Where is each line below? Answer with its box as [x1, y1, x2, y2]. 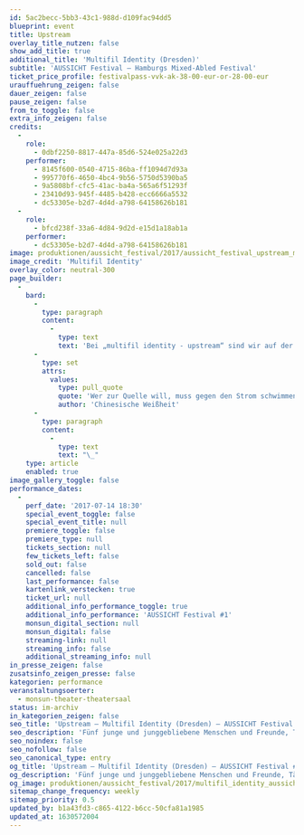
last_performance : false [25, 576, 119, 586]
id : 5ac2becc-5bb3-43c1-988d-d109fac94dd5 [9, 13, 172, 23]
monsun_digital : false [25, 627, 111, 636]
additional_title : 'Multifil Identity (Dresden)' [9, 55, 201, 64]
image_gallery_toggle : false [9, 476, 119, 485]
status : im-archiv [9, 703, 79, 712]
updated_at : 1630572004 [9, 812, 100, 821]
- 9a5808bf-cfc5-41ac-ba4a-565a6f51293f [33, 182, 188, 191]
